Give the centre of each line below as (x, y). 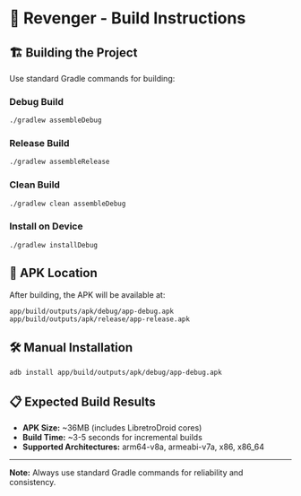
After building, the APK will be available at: (87, 294)
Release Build (39, 144)
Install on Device (46, 226)
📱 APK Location (53, 273)
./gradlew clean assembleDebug (68, 204)
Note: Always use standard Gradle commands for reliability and (126, 473)
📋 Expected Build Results (83, 401)
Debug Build (37, 101)
